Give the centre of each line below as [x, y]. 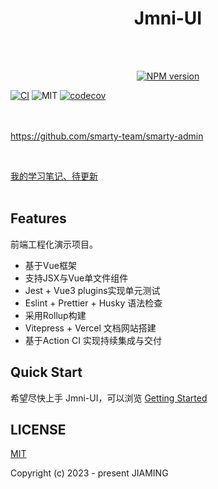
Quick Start [46, 372]
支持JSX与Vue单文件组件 [76, 278]
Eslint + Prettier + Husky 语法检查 [93, 303]
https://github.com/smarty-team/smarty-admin [107, 136]
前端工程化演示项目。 [54, 244]
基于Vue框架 [50, 265]
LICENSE [38, 429]
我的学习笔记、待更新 [54, 176]
